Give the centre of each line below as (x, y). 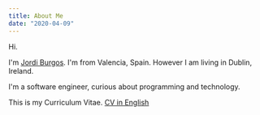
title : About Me (36, 16)
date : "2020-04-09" (41, 23)
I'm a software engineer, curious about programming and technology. (125, 87)
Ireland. (21, 70)
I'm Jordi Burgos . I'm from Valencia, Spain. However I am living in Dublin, (130, 62)
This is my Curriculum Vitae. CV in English (79, 102)
